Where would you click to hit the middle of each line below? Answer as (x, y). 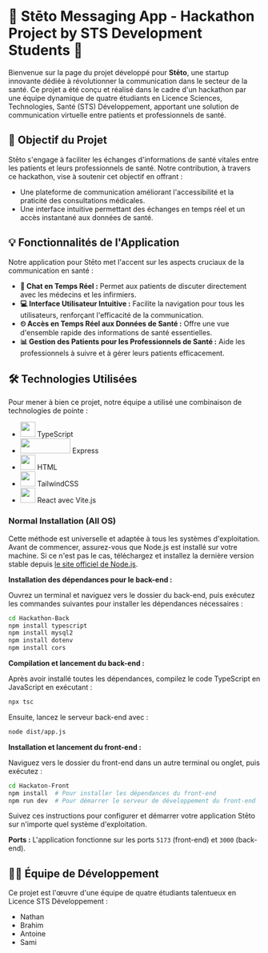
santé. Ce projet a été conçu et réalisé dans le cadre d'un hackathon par (127, 89)
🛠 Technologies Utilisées (73, 379)
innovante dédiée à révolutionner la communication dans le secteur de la (128, 81)
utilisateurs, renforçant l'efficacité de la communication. (112, 314)
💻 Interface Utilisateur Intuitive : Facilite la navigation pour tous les (132, 303)
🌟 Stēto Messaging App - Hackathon (132, 16)
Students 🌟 (46, 50)
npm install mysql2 (41, 633)
